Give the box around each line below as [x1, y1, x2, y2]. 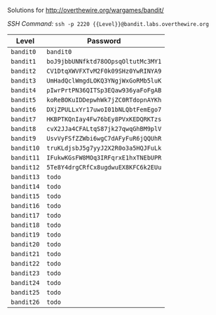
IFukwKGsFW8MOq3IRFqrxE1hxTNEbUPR [46, 154, 162, 162]
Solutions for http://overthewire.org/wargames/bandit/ [7, 6, 164, 14]
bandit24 [11, 279, 40, 286]
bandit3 [11, 77, 36, 85]
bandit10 [11, 144, 40, 152]
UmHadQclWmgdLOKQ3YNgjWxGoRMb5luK [46, 77, 162, 85]
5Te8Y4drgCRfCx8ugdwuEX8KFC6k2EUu [46, 164, 162, 171]
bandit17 [11, 211, 40, 219]
